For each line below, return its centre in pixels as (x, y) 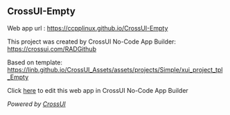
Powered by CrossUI (36, 104)
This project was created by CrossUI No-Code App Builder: (92, 42)
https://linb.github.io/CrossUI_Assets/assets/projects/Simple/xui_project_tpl (115, 69)
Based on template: (35, 62)
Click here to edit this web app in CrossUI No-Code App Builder (98, 90)
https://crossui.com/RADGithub (52, 48)
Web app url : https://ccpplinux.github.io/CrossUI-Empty (88, 28)
